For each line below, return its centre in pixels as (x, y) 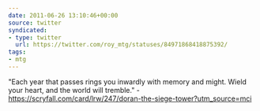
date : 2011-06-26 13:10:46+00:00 (63, 15)
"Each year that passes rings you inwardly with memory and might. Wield (128, 81)
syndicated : (28, 30)
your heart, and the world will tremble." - (74, 90)
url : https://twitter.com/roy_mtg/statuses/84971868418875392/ (121, 45)
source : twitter (35, 23)
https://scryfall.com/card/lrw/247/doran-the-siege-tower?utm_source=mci (130, 98)
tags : (17, 52)
